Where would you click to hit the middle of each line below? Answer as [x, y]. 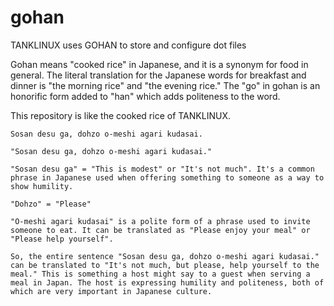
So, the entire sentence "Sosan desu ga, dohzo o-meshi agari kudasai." [165, 256]
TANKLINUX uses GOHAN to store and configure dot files [128, 45]
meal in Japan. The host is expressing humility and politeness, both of [167, 282]
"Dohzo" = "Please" [51, 204]
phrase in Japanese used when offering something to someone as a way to [167, 177]
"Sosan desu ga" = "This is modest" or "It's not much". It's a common [162, 169]
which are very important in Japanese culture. [111, 291]
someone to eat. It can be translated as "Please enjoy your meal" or [160, 230]
